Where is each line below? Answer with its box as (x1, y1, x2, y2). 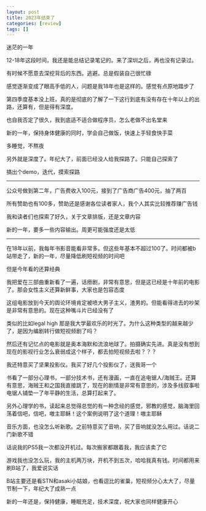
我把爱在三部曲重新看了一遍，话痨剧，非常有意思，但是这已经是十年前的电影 (6, 278, 200, 286)
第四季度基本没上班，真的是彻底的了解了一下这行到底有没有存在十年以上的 (6, 95, 194, 103)
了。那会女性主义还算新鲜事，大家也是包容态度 (6, 286, 124, 294)
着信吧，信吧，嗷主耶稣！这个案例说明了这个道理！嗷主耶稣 (11, 410, 162, 417)
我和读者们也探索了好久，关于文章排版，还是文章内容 (6, 213, 141, 220)
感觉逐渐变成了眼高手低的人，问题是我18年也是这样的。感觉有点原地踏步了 (6, 83, 195, 90)
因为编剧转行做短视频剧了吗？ (22, 327, 98, 335)
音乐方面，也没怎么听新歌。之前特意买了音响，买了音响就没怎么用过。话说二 (6, 423, 200, 430)
